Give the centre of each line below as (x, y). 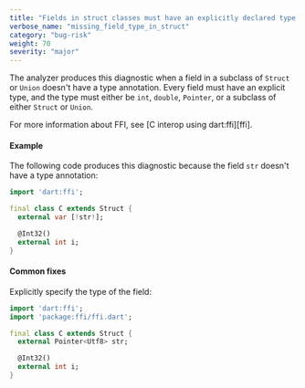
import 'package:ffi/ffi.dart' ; (71, 317)
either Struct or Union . (52, 107)
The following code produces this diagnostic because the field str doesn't (149, 166)
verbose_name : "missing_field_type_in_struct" (100, 26)
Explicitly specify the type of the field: (81, 291)
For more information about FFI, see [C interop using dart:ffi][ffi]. (131, 125)
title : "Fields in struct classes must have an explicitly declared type (153, 18)
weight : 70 (30, 43)
